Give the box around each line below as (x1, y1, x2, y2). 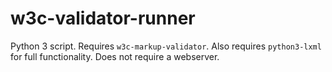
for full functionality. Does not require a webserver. (10, 50, 220, 62)
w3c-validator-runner (10, 7, 196, 30)
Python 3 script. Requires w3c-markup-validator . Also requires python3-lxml (10, 40, 322, 52)
